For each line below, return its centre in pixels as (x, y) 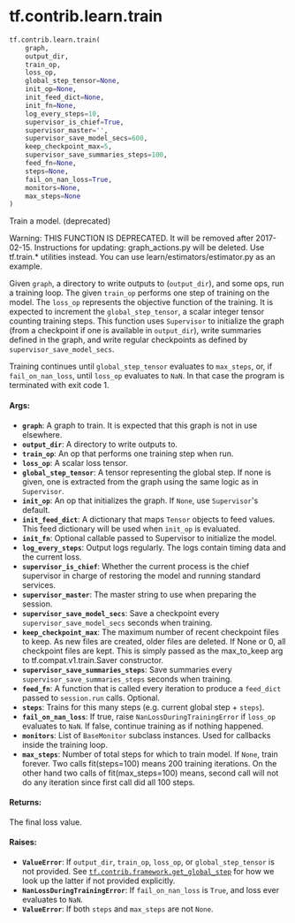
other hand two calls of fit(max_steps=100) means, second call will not (150, 773)
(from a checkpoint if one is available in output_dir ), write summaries (136, 331)
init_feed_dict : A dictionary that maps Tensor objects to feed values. (148, 519)
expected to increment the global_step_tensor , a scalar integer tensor (137, 312)
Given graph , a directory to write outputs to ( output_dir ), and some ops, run (147, 284)
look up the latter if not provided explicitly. (98, 881)
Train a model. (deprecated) (60, 221)
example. (26, 266)
